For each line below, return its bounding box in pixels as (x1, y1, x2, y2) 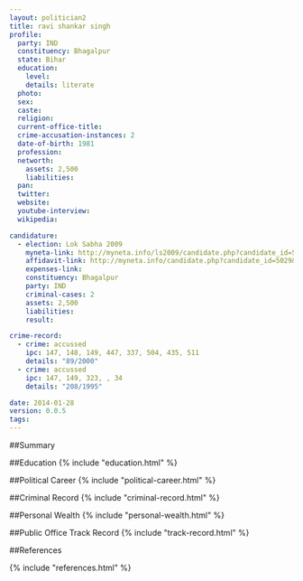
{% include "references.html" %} (9, 562, 133, 573)
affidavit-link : (25, 257, 87, 266)
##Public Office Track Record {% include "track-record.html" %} (9, 528, 250, 538)
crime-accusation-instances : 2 (17, 131, 135, 140)
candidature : (9, 231, 59, 240)
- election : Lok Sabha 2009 (17, 239, 124, 248)
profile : (9, 30, 42, 39)
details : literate (25, 80, 95, 89)
